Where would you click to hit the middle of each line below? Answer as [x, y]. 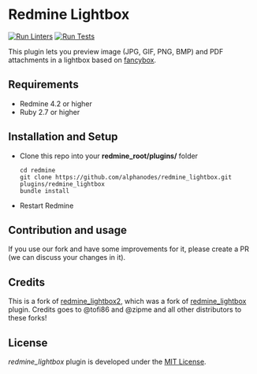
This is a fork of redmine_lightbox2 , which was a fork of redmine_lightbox [127, 302]
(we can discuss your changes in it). [67, 257]
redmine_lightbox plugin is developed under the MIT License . [107, 361]
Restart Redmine [47, 206]
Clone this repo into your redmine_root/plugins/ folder [109, 156]
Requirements [43, 85]
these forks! [28, 318]
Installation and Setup [63, 137]
